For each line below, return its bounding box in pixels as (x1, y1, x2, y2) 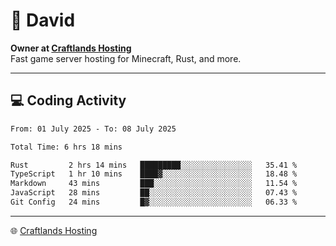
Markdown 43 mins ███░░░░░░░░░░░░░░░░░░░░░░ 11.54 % (10, 179, 298, 189)
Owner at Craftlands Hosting (10, 42, 132, 54)
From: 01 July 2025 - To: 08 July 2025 (10, 124, 177, 134)
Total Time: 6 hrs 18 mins (10, 142, 123, 152)
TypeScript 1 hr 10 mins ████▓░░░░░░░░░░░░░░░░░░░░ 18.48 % (10, 169, 298, 179)
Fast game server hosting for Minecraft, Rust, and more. (10, 52, 242, 64)
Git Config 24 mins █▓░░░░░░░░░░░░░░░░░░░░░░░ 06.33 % (10, 197, 298, 207)
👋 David (10, 9, 76, 32)
